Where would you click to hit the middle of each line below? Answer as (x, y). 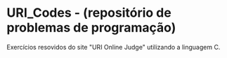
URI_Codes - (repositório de (89, 13)
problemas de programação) (91, 28)
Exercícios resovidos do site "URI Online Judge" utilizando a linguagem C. (113, 47)
